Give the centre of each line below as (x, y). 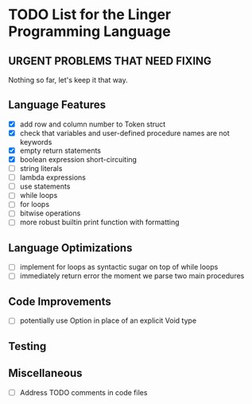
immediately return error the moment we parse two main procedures (132, 276)
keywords (36, 142)
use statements (45, 186)
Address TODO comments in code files (83, 392)
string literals (41, 169)
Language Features (57, 105)
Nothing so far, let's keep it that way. (68, 80)
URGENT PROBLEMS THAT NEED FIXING (110, 61)
